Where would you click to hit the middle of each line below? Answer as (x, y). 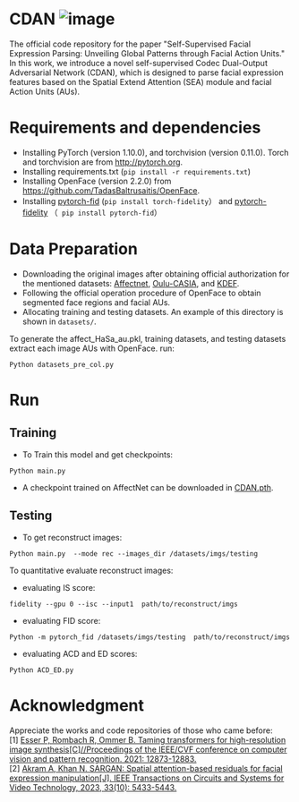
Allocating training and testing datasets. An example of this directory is (153, 311)
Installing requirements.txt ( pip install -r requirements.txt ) (137, 171)
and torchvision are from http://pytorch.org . (103, 162)
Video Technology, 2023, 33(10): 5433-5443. (93, 787)
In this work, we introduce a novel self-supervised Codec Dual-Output (139, 63)
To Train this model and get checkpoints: (97, 454)
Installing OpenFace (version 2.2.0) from (97, 181)
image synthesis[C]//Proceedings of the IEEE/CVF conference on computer (149, 749)
